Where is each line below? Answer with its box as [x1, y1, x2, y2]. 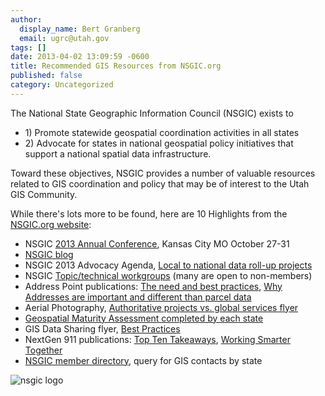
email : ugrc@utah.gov [19, 33, 110, 43]
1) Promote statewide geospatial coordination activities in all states [24, 126, 300, 138]
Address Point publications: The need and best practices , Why [24, 280, 283, 292]
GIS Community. [10, 188, 78, 200]
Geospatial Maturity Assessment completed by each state [24, 312, 264, 324]
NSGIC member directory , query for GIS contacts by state [24, 354, 263, 366]
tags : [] [10, 42, 47, 53]
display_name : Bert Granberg [19, 24, 141, 34]
